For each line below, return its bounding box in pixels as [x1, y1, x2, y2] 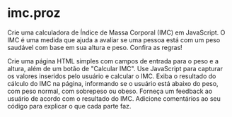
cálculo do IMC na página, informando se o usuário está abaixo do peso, [7, 79, 219, 87]
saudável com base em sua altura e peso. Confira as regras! [7, 43, 182, 51]
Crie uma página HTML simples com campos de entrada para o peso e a [7, 56, 219, 65]
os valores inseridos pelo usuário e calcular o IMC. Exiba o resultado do [7, 72, 216, 80]
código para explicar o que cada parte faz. [7, 101, 132, 110]
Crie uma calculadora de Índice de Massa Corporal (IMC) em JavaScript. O [7, 28, 226, 37]
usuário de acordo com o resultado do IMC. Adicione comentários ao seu [7, 94, 221, 103]
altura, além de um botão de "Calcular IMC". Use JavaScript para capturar [7, 64, 223, 73]
